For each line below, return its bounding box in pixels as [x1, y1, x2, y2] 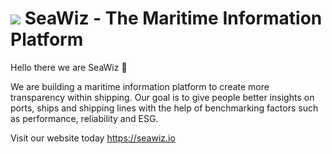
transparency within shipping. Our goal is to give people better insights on [10, 91, 315, 103]
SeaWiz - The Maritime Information [24, 7, 323, 30]
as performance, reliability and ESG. [10, 112, 159, 124]
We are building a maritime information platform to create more [10, 80, 270, 92]
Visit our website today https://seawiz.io [10, 132, 176, 144]
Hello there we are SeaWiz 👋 [10, 61, 128, 73]
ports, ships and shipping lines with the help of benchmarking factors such [10, 102, 319, 114]
